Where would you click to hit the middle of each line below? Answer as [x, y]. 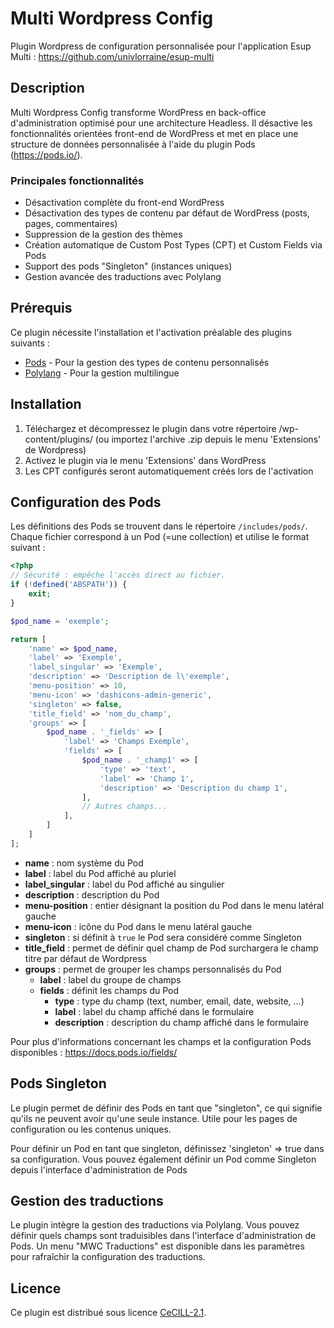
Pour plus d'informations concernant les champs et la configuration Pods [161, 1041]
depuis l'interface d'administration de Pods [99, 1169]
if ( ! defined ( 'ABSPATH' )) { [69, 585]
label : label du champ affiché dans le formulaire [154, 1011]
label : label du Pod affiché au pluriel [100, 873]
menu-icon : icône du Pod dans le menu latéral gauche [138, 926]
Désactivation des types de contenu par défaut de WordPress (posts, [167, 213]
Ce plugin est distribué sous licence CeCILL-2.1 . [108, 1313]
